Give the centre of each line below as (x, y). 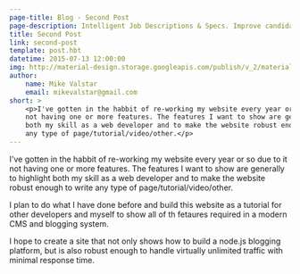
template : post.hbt (46, 51)
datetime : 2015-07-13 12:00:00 (67, 59)
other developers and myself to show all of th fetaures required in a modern (148, 214)
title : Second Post (46, 34)
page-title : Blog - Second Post (69, 17)
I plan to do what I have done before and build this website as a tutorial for (146, 204)
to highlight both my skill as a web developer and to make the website (137, 178)
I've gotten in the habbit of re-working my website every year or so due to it (148, 159)
